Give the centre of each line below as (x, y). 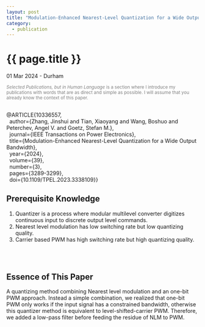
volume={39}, (27, 160)
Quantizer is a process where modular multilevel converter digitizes (100, 214)
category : (19, 23)
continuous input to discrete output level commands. (81, 220)
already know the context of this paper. (47, 98)
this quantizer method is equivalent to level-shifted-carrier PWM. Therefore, (102, 311)
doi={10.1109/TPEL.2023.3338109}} (54, 179)
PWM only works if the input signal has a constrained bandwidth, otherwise (101, 304)
